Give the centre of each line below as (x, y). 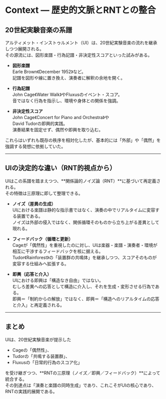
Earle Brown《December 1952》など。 (49, 72)
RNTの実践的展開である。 (31, 391)
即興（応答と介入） (32, 274)
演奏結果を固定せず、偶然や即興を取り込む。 (58, 130)
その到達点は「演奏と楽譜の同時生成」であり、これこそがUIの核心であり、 (81, 385)
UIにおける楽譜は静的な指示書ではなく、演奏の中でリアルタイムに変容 (84, 210)
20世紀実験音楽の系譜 (39, 30)
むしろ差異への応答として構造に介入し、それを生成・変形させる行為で (84, 286)
